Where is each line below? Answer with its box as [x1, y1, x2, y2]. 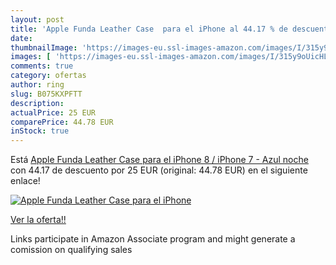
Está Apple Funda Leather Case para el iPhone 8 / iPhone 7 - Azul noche [10, 154, 309, 166]
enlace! [10, 175, 41, 187]
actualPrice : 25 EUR [10, 107, 97, 118]
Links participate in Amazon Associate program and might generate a [10, 233, 296, 245]
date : [10, 33, 33, 43]
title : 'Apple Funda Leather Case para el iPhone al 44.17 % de [10, 24, 288, 34]
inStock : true [10, 126, 70, 136]
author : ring [10, 80, 65, 90]
